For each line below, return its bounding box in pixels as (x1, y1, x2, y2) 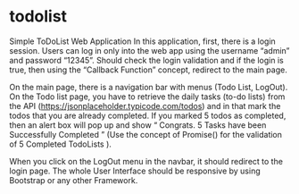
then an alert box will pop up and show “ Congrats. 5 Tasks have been (9, 119, 267, 131)
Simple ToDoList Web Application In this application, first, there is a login (9, 36, 277, 46)
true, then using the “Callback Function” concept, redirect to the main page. (9, 64, 287, 75)
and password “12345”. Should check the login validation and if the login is (9, 55, 284, 65)
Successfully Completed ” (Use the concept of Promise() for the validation (9, 129, 283, 139)
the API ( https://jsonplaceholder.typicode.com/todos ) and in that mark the (9, 100, 281, 111)
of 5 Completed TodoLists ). (9, 139, 112, 149)
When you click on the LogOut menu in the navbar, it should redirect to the (9, 156, 284, 166)
